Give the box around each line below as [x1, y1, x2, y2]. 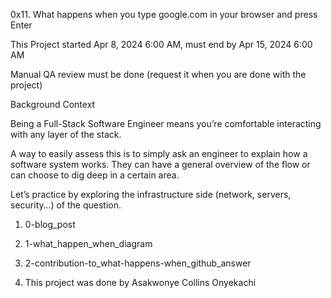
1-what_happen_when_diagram [24, 238, 153, 249]
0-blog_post [24, 219, 76, 230]
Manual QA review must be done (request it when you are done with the [10, 69, 307, 80]
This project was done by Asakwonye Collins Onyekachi [24, 277, 257, 288]
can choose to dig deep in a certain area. [10, 169, 180, 181]
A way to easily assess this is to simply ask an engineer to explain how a [10, 148, 308, 159]
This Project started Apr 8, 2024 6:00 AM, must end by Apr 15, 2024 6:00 [10, 39, 313, 50]
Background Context [10, 99, 96, 110]
